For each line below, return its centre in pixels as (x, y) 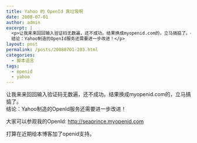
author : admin (23, 22)
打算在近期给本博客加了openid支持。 (50, 134)
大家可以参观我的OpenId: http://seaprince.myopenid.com (75, 121)
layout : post (22, 45)
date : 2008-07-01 (27, 17)
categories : (21, 55)
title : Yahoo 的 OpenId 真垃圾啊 (45, 11)
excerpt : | (19, 28)
